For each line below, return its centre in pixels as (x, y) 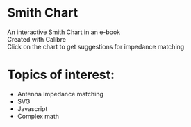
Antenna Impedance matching (60, 94)
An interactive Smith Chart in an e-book (64, 32)
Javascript (32, 108)
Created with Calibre (36, 39)
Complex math (38, 116)
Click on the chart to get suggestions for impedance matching (96, 46)
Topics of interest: (61, 75)
